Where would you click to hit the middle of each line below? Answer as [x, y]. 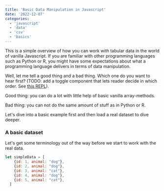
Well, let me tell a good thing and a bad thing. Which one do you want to [78, 76]
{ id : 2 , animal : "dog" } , [39, 166]
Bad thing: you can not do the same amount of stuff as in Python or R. [75, 105]
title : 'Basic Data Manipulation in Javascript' [56, 10]
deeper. [13, 120]
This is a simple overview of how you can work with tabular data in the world [82, 51]
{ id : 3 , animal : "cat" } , [39, 171]
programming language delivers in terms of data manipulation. [68, 66]
